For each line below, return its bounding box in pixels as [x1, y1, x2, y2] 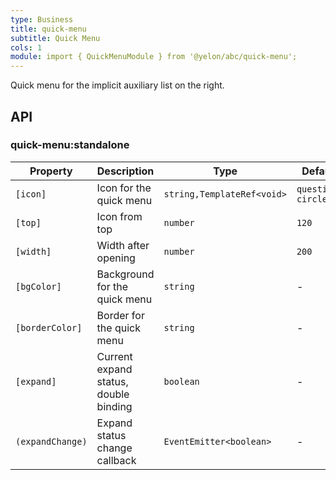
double [96, 387, 130, 401]
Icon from [96, 209, 143, 223]
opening [96, 251, 136, 265]
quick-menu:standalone [10, 138, 130, 152]
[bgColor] [15, 281, 62, 292]
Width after [96, 238, 150, 252]
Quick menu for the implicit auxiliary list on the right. [10, 79, 225, 91]
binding [96, 399, 133, 413]
